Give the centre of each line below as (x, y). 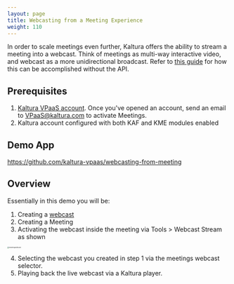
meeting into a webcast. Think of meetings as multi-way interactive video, (114, 54)
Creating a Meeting (45, 222)
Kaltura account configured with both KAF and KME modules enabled (118, 123)
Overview (29, 184)
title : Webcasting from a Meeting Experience (75, 20)
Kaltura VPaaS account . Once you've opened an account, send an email (122, 108)
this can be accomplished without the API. (68, 69)
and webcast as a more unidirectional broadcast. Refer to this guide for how (117, 62)
